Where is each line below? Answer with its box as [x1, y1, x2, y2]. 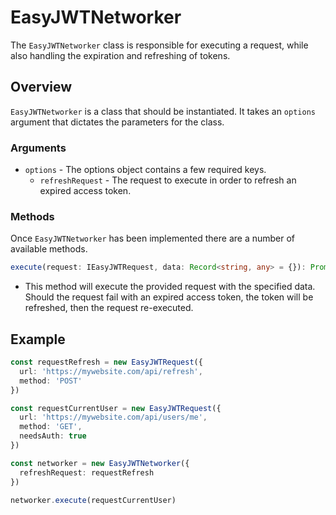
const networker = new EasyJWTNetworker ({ [10, 458, 190, 468]
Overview [10, 79, 73, 96]
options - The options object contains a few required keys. [24, 164, 267, 176]
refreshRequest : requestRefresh [19, 467, 155, 478]
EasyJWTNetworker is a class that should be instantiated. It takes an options [10, 105, 316, 117]
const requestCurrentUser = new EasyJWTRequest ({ [10, 403, 222, 413]
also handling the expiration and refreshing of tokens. [10, 49, 231, 61]
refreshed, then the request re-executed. [24, 302, 194, 314]
